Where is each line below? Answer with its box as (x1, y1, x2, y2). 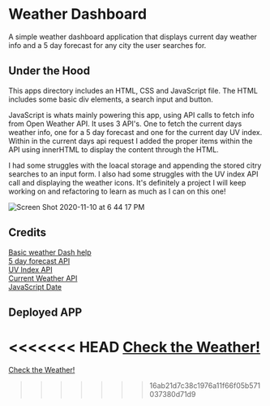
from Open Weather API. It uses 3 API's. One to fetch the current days (8, 119, 242, 129)
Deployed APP (8, 305, 83, 319)
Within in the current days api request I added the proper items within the (8, 136, 253, 146)
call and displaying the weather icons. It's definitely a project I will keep (8, 177, 246, 187)
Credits (8, 225, 47, 240)
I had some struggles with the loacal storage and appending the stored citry (8, 160, 262, 170)
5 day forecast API (8, 255, 71, 265)
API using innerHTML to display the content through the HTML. (8, 144, 219, 155)
